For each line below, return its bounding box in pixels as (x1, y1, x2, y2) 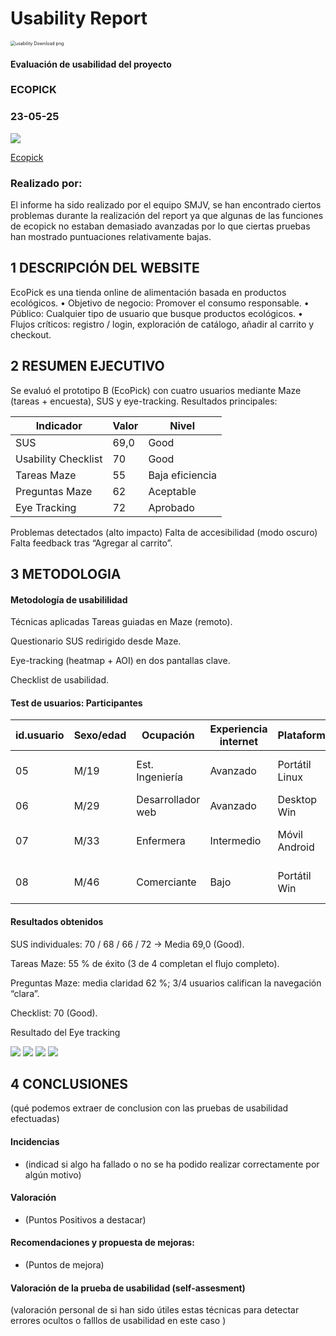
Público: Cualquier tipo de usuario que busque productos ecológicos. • (10, 307, 303, 319)
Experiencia (209, 722, 268, 736)
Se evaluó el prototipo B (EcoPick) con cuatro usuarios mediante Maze (10, 384, 302, 396)
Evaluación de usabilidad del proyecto (10, 58, 172, 70)
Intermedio (209, 834, 262, 848)
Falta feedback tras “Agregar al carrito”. (10, 537, 173, 549)
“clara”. (10, 987, 40, 999)
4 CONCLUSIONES (10, 1076, 129, 1093)
